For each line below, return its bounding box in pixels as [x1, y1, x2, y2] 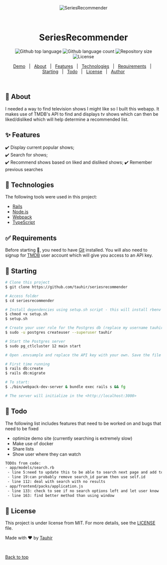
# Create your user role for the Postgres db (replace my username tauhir [5, 325, 164, 330]
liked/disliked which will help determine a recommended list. [5, 116, 129, 122]
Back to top [5, 554, 29, 560]
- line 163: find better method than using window [7, 493, 114, 498]
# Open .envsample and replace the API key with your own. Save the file [5, 353, 162, 358]
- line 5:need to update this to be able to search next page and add [7, 470, 157, 475]
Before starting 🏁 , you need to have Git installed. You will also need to [5, 247, 148, 253]
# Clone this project [5, 280, 50, 285]
